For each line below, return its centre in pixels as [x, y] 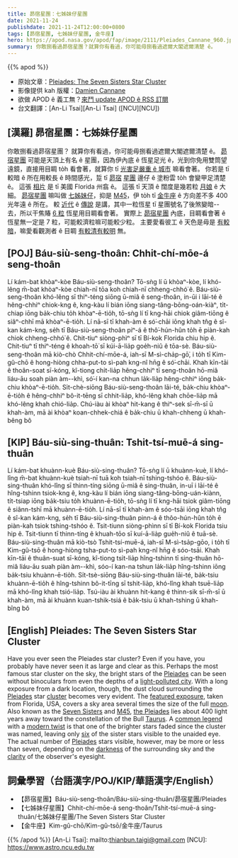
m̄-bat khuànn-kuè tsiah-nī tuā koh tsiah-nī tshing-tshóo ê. [105, 478]
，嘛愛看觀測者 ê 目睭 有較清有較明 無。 [72, 230]
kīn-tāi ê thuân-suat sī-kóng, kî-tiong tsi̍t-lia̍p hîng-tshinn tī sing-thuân [110, 558]
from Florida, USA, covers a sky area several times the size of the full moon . [118, 704]
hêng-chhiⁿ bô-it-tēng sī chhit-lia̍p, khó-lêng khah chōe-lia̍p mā [125, 395]
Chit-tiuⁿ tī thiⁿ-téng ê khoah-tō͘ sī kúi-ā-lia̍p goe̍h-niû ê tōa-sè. [99, 346]
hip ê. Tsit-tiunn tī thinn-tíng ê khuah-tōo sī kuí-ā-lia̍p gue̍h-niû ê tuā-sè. [113, 534]
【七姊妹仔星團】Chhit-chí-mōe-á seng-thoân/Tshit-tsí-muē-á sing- [117, 808]
